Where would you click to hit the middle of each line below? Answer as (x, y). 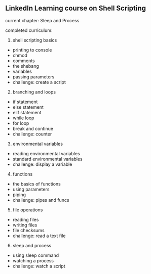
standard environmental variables (47, 159)
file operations (28, 210)
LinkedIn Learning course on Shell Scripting (75, 8)
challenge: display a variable (42, 164)
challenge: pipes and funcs (41, 200)
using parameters (31, 189)
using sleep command (36, 255)
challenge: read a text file (39, 236)
